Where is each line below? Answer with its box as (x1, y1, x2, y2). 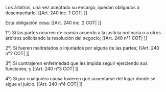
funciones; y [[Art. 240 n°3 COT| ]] (5, 66, 79, 72)
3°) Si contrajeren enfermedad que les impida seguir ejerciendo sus (5, 60, 148, 66)
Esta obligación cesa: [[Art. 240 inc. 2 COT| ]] (5, 20, 102, 26)
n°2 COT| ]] (5, 51, 30, 56)
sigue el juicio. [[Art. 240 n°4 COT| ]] (5, 81, 83, 87)
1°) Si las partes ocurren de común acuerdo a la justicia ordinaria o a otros (5, 30, 161, 35)
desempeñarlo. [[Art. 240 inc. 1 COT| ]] (5, 10, 88, 16)
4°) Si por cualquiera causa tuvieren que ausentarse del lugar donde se (5, 76, 156, 81)
